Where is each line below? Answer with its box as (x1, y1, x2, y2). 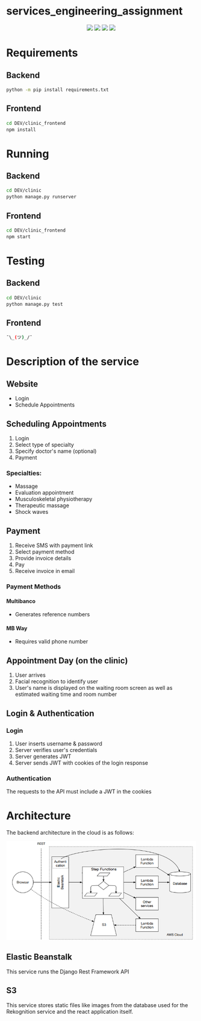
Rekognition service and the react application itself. (6, 1008, 134, 1015)
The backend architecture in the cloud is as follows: (6, 829, 134, 836)
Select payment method (14, 548, 75, 555)
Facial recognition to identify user (14, 678, 98, 685)
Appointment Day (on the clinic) (6, 656, 128, 666)
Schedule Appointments (14, 401, 75, 408)
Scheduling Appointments (6, 419, 107, 429)
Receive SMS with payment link (14, 542, 93, 549)
